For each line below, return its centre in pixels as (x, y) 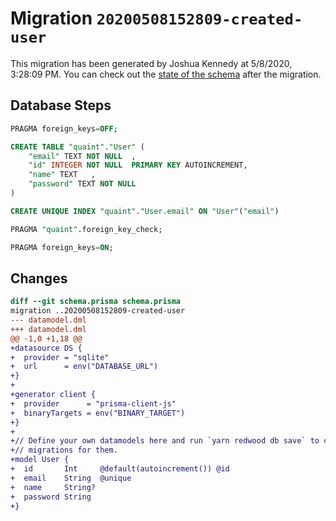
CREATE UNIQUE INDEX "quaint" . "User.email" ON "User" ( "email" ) (145, 211)
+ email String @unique (71, 478)
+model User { (40, 460)
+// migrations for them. (64, 450)
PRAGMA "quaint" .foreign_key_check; (86, 229)
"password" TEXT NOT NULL (82, 184)
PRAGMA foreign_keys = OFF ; (64, 128)
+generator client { (53, 395)
